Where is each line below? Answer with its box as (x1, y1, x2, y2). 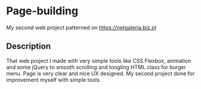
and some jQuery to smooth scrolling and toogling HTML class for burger (6, 63, 187, 70)
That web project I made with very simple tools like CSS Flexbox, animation (6, 57, 191, 64)
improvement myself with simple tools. (6, 76, 102, 83)
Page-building (6, 4, 79, 18)
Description (6, 41, 51, 51)
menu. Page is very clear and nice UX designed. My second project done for (6, 70, 195, 77)
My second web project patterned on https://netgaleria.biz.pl (6, 24, 157, 31)
